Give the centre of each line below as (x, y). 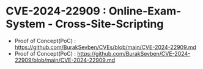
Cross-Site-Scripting (109, 24)
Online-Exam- (145, 11)
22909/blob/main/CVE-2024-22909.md (65, 60)
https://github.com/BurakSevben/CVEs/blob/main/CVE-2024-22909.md (105, 47)
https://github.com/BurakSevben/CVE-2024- (134, 53)
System (26, 24)
